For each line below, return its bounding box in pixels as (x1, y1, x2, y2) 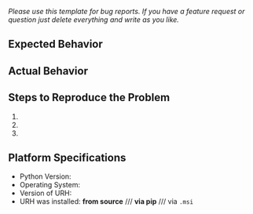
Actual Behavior (8, 64, 89, 78)
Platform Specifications (8, 151, 126, 164)
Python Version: (19, 172, 72, 181)
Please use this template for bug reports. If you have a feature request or (8, 7, 245, 16)
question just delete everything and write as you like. (8, 15, 179, 24)
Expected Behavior (8, 38, 104, 51)
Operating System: (19, 180, 81, 190)
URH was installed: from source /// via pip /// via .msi (19, 197, 194, 206)
